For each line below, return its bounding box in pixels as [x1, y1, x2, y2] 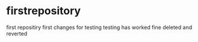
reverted [6, 30, 28, 37]
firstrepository [6, 4, 81, 18]
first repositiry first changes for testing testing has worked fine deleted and [6, 24, 193, 31]
